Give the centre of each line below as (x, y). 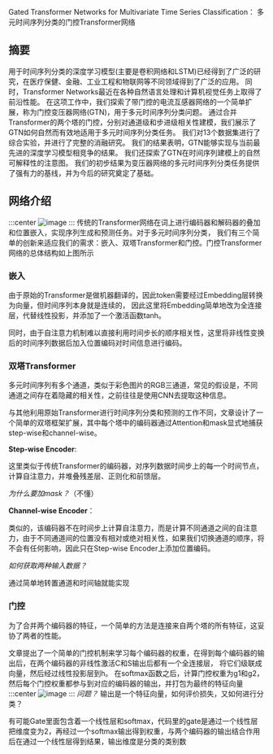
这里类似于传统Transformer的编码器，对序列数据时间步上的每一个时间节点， (136, 466)
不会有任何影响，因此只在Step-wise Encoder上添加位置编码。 (112, 548)
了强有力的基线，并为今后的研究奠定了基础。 (83, 172)
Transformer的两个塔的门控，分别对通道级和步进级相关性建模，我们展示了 (132, 122)
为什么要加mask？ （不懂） (53, 494)
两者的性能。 (44, 635)
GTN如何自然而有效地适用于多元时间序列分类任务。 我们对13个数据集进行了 (134, 132)
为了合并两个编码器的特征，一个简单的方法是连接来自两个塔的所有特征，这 (133, 625)
